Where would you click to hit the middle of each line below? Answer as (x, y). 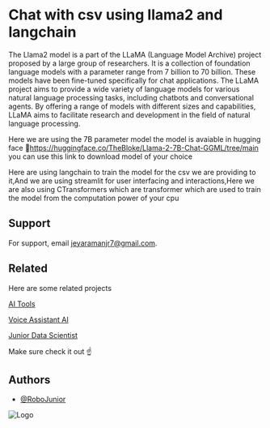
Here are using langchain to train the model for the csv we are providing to (132, 172)
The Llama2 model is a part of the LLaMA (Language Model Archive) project (135, 54)
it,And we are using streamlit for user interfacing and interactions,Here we (131, 181)
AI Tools (22, 304)
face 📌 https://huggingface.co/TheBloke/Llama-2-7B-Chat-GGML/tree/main (133, 148)
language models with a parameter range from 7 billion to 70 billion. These (132, 71)
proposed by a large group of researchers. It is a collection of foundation (129, 63)
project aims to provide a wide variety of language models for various (124, 89)
